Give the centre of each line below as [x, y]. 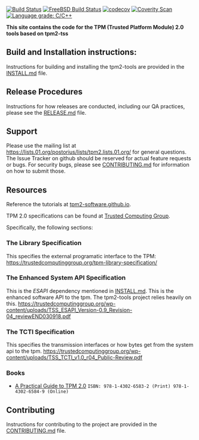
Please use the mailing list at [41, 146]
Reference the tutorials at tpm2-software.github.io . [69, 204]
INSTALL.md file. [27, 73]
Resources [27, 190]
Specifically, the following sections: [50, 228]
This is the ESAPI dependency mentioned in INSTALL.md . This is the [90, 291]
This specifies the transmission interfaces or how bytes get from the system [100, 345]
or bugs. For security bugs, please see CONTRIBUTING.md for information [98, 165]
